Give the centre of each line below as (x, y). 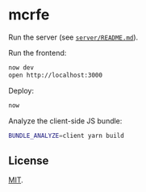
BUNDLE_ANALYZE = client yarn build (67, 136)
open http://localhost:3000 (56, 75)
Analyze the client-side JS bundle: (65, 121)
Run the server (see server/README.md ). (73, 37)
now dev (21, 67)
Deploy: (21, 90)
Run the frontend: (38, 52)
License (29, 160)
